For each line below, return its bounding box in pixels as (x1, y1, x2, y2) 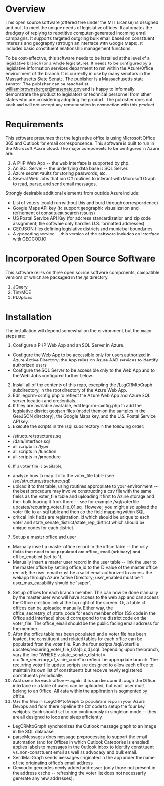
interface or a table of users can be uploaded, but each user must (12, 682, 145, 688)
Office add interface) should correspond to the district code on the (12, 615, 147, 621)
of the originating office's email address (12, 760, 93, 765)
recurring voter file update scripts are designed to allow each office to (12, 662, 154, 668)
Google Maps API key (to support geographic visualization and (12, 205, 139, 211)
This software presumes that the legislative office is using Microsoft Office (5, 135, 155, 141)
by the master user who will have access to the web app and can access (12, 595, 159, 600)
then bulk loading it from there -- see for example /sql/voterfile (12, 498, 139, 504)
